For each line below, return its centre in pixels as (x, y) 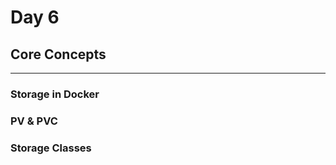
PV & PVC (34, 121)
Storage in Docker (55, 94)
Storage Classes (51, 148)
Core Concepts (58, 54)
